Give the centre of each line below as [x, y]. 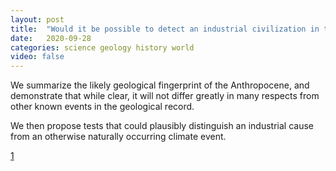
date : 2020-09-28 [51, 38]
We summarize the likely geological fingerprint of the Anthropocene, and [160, 85]
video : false [37, 57]
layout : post [37, 19]
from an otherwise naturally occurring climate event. [118, 137]
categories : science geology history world [102, 47]
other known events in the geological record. [102, 107]
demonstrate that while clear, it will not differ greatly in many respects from [165, 96]
